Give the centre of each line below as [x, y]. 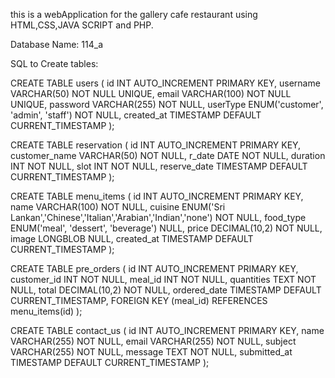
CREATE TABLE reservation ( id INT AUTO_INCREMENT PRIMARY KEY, [156, 145]
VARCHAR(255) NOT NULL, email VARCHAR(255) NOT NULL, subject [153, 341]
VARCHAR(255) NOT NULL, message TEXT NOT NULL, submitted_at [151, 352]
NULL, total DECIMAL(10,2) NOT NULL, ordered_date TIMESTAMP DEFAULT [166, 290]
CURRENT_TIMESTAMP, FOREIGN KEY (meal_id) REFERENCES [139, 300]
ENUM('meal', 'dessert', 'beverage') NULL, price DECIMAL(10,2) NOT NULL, [166, 228]
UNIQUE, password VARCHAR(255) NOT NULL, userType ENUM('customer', [167, 104]
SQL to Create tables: [54, 63]
